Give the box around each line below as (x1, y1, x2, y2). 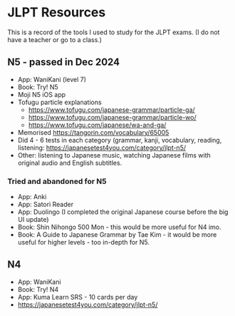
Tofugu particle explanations (17, 98, 102, 106)
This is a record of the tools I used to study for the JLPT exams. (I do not (7, 28, 220, 36)
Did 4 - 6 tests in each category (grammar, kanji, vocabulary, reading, (17, 136, 222, 144)
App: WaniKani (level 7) (17, 75, 87, 83)
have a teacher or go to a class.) (7, 35, 102, 44)
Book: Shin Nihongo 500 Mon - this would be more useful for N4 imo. (17, 223, 222, 232)
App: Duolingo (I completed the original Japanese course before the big (17, 208, 229, 216)
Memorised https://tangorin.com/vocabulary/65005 (17, 128, 169, 136)
